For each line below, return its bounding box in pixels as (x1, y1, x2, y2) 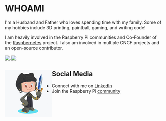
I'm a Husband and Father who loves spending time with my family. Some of (5, 19, 162, 25)
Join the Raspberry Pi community (52, 88, 121, 94)
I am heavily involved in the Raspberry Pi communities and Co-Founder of (5, 34, 157, 40)
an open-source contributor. (5, 45, 63, 51)
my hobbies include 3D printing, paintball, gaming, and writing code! (5, 24, 146, 30)
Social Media (52, 69, 93, 78)
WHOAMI (5, 3, 45, 14)
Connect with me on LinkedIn (52, 83, 112, 89)
